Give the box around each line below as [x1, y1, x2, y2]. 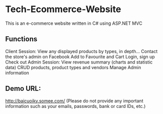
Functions [5, 35, 38, 43]
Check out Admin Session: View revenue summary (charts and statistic [5, 59, 153, 65]
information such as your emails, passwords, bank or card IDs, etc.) [5, 103, 146, 109]
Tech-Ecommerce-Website [5, 4, 121, 15]
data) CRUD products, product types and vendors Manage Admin [5, 64, 141, 70]
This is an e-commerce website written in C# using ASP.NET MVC [5, 20, 143, 26]
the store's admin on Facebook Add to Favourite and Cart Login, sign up [5, 53, 155, 60]
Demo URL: [5, 84, 41, 93]
